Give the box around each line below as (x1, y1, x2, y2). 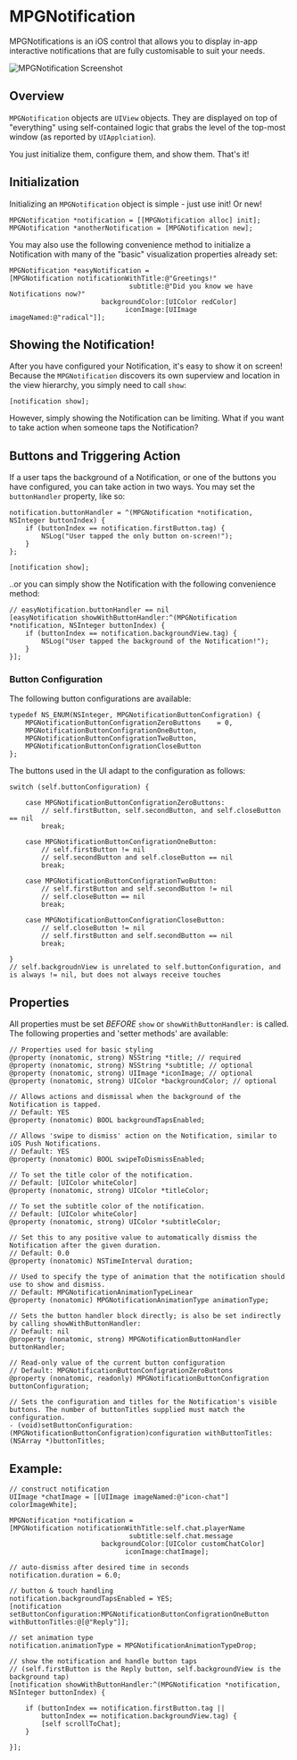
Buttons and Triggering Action (9, 448, 181, 463)
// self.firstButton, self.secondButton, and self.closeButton (41, 807, 281, 816)
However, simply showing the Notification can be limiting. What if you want (9, 413, 285, 424)
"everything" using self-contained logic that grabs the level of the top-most (9, 122, 286, 132)
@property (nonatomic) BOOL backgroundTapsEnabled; (9, 1116, 205, 1125)
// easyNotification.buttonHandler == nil (9, 605, 169, 614)
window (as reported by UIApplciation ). (9, 131, 156, 142)
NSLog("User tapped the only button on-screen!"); (41, 532, 234, 541)
